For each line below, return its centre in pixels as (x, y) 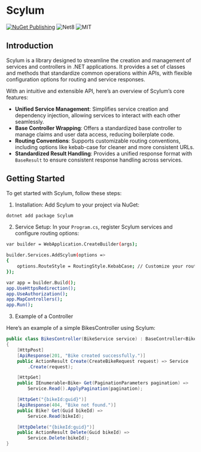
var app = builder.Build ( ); (41, 283)
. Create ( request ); (51, 367)
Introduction (30, 46)
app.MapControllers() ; (34, 299)
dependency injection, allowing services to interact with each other (98, 115)
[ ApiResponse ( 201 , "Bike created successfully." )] (81, 356)
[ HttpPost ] (31, 350)
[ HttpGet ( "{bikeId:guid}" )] (52, 400)
